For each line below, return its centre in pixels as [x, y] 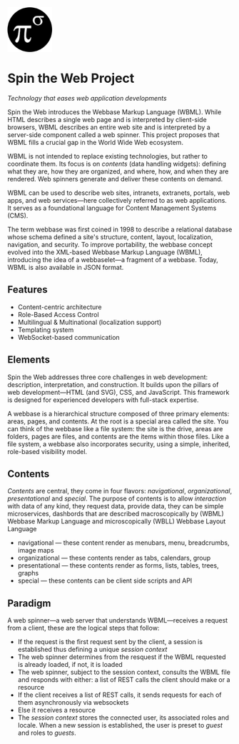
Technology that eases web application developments [87, 98]
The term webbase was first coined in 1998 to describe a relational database [120, 229]
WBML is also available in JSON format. [66, 267]
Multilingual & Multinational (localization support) [90, 322]
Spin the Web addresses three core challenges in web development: [108, 377]
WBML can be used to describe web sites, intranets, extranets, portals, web [119, 193]
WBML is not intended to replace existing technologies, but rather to [108, 156]
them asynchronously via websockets [73, 703]
